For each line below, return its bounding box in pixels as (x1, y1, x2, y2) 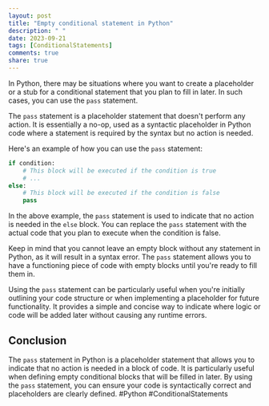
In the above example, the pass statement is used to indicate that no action (8, 211, 255, 221)
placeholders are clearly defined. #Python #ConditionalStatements (8, 388, 228, 398)
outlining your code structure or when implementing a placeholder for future (8, 294, 260, 303)
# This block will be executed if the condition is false (22, 189, 220, 197)
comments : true (8, 49, 59, 57)
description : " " (8, 26, 66, 35)
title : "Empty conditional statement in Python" (8, 19, 174, 27)
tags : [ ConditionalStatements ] (8, 42, 113, 50)
